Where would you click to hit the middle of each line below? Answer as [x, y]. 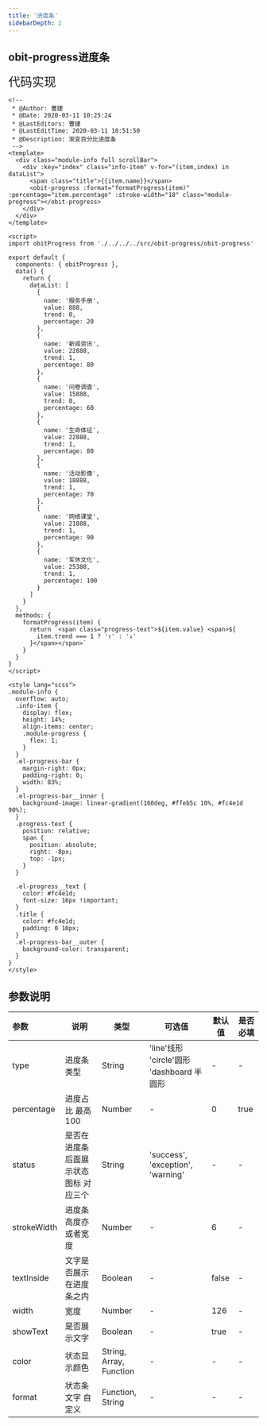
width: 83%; [42, 783]
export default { [37, 258]
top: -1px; [47, 859]
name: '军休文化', [72, 560]
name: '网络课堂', [72, 517]
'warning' [167, 1175]
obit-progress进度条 [59, 57]
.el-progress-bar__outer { [60, 942]
